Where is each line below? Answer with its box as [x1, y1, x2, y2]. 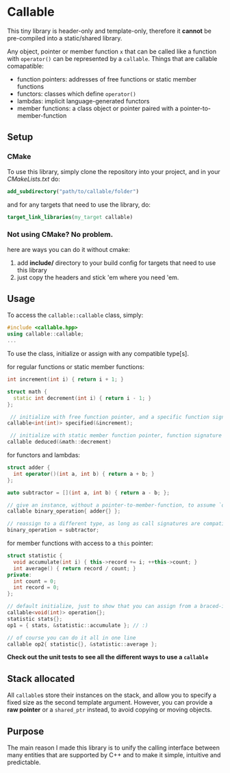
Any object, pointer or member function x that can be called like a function [7, 47, 217, 55]
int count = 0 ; [13, 578, 57, 585]
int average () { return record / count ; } [13, 565, 136, 572]
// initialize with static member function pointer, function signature [10, 432, 222, 439]
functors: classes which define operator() [16, 90, 137, 98]
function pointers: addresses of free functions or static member [16, 75, 197, 83]
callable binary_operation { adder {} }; [7, 508, 121, 515]
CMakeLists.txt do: [7, 175, 60, 183]
